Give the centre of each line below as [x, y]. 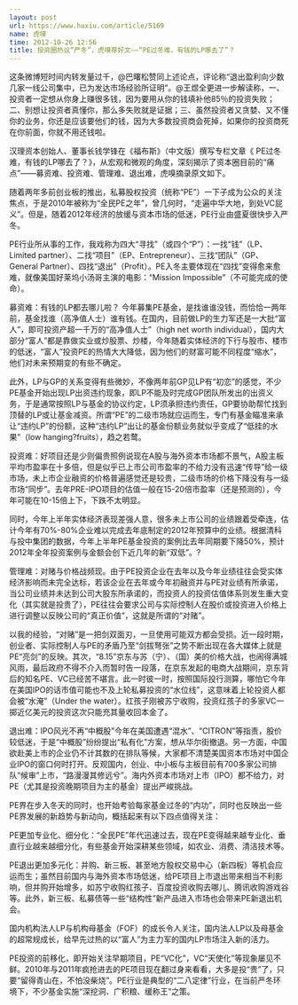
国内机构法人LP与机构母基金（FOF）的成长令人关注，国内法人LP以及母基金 [146, 929]
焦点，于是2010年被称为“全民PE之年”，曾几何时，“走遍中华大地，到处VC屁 [146, 203]
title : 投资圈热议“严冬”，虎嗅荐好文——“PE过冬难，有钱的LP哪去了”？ [122, 51]
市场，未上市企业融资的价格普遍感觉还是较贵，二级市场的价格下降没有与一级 [149, 478]
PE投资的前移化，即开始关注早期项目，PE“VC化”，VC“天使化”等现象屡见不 [145, 958]
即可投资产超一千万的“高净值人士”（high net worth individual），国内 [152, 330]
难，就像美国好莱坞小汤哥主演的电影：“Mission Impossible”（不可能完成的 [145, 278]
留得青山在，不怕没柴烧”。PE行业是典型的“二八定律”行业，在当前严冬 [147, 980]
